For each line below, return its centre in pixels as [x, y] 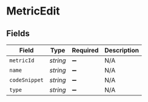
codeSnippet [27, 80]
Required [85, 50]
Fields [18, 33]
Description [122, 50]
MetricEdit [33, 11]
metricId [22, 61]
